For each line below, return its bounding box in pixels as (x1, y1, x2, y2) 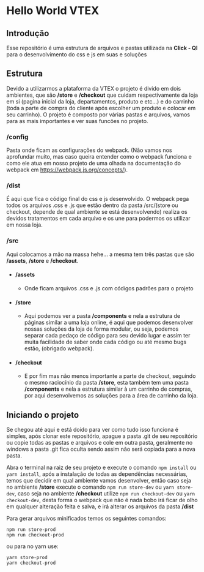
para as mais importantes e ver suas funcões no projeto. (6, 117, 148, 124)
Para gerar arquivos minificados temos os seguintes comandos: (6, 515, 167, 522)
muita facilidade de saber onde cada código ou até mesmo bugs (24, 338, 187, 346)
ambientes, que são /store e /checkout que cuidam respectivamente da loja (6, 91, 199, 99)
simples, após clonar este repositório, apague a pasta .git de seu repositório (6, 432, 198, 440)
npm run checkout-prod (6, 532, 64, 538)
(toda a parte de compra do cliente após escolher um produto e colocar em (6, 104, 196, 111)
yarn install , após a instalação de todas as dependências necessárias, (6, 470, 188, 478)
